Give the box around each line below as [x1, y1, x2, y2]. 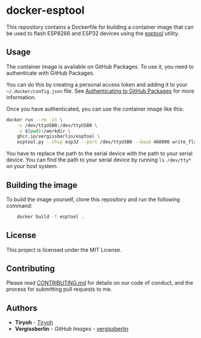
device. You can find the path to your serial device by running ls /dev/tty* [6, 156, 191, 163]
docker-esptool [6, 4, 85, 17]
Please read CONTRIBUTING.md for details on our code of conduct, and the [6, 279, 193, 287]
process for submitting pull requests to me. [6, 285, 112, 293]
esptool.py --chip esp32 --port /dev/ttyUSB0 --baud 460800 [17, 139, 170, 145]
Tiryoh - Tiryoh [14, 319, 53, 326]
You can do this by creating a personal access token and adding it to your [6, 81, 188, 88]
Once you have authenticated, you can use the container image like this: [6, 105, 184, 112]
